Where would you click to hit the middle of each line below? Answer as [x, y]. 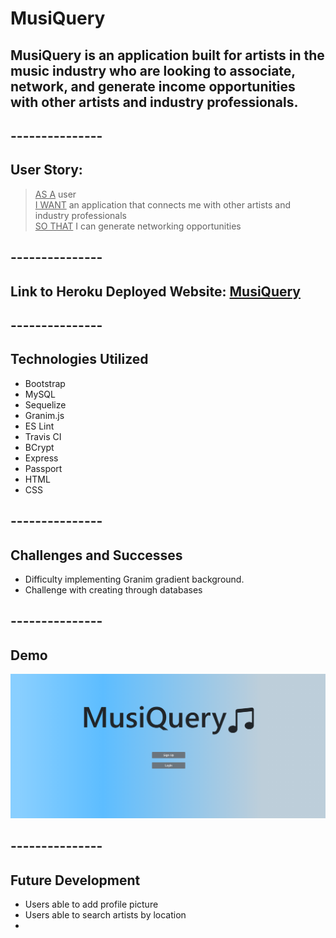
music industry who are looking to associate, [153, 70]
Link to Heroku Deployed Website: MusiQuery [156, 291]
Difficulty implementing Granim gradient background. [134, 579]
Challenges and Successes [96, 555]
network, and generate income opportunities [153, 86]
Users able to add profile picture [91, 904]
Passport [43, 468]
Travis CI [43, 436]
